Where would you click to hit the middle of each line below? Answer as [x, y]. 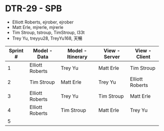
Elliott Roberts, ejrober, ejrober [43, 22]
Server [112, 57]
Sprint [16, 50]
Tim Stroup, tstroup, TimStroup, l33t [48, 32]
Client [143, 57]
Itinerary [77, 57]
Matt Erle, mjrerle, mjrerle [38, 27]
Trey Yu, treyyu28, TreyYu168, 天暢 [47, 38]
